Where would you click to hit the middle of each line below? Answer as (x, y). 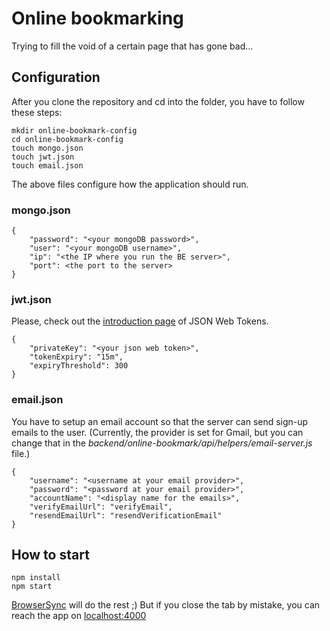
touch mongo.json (47, 148)
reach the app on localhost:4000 (79, 616)
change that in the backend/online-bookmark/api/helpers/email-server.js (162, 443)
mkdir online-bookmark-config (74, 130)
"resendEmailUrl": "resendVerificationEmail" (126, 515)
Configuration (56, 77)
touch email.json (47, 165)
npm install (36, 578)
